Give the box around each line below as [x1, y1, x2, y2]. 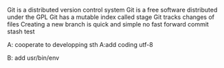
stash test [7, 27, 36, 35]
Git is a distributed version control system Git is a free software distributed [7, 6, 218, 14]
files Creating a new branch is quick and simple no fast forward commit [7, 20, 210, 28]
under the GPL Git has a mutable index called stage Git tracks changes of [7, 13, 215, 21]
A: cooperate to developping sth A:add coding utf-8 [7, 41, 153, 48]
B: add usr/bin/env [7, 54, 60, 62]
